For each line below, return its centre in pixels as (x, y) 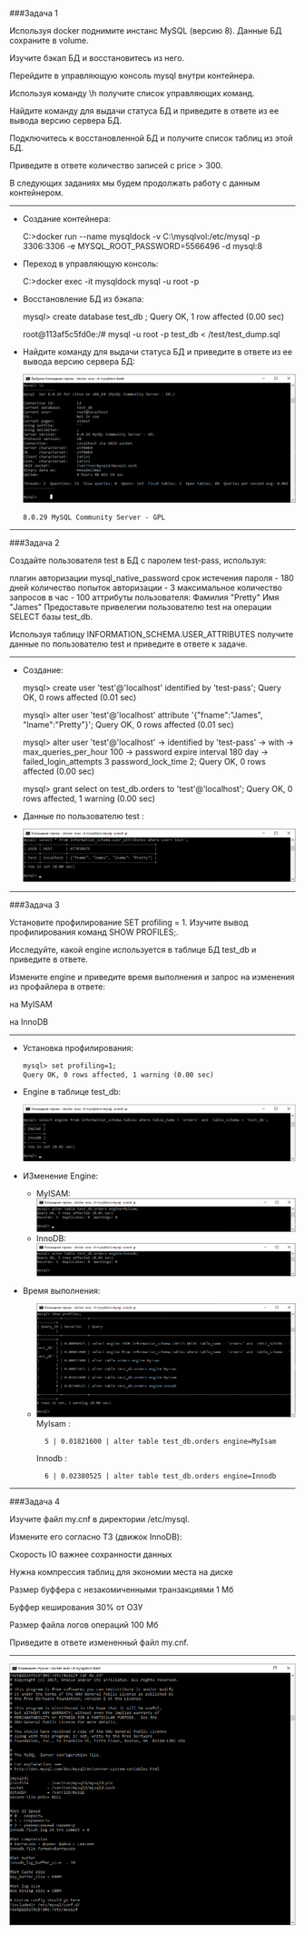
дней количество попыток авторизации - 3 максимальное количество (146, 587)
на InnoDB (29, 1021)
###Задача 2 (34, 542)
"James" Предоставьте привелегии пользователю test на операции (141, 607)
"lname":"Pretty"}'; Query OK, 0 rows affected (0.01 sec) (128, 724)
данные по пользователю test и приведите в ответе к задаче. (128, 644)
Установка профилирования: (78, 1048)
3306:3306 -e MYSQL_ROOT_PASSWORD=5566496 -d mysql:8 (143, 246)
